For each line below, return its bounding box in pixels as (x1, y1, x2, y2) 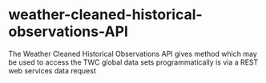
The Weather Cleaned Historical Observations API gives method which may (8, 49, 258, 58)
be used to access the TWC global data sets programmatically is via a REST (8, 57, 259, 67)
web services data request (8, 65, 96, 75)
